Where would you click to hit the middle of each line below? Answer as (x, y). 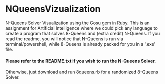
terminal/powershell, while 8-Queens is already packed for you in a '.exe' (80, 44)
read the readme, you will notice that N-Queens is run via (64, 39)
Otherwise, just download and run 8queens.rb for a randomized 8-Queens (82, 72)
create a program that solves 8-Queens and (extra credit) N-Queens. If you (83, 33)
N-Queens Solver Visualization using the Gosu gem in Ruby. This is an (77, 23)
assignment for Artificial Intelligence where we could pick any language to (81, 28)
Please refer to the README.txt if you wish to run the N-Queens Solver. (81, 61)
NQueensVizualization (53, 9)
